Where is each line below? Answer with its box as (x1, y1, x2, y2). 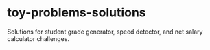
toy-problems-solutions (7, 5, 146, 21)
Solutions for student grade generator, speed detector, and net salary (7, 27, 203, 36)
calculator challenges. (7, 34, 70, 42)
